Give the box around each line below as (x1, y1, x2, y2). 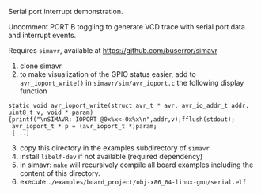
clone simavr (19, 61, 62, 70)
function (19, 86, 47, 96)
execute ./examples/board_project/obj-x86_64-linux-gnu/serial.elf (19, 177, 247, 186)
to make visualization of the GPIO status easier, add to (19, 70, 196, 78)
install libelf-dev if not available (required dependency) (19, 152, 203, 161)
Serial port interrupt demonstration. (8, 7, 123, 16)
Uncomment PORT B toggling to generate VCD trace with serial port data (8, 22, 245, 31)
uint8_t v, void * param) (8, 108, 93, 116)
